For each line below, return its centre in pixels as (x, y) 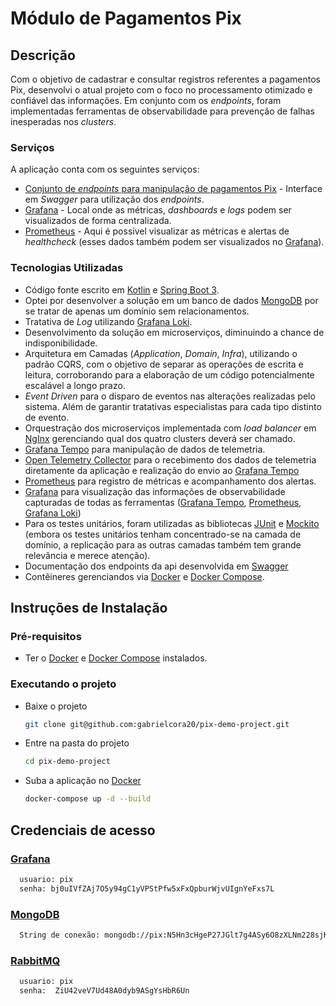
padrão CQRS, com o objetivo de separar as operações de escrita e (164, 364)
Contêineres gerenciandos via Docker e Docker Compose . (144, 576)
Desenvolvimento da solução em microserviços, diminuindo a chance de (174, 332)
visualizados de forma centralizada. (98, 221)
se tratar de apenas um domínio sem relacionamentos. (137, 311)
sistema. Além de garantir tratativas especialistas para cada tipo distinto (173, 406)
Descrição (43, 55)
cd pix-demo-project (67, 762)
